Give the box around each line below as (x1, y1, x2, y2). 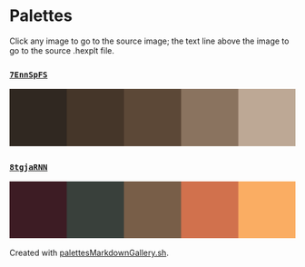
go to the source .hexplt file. (9, 44, 115, 55)
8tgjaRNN (9, 162, 48, 173)
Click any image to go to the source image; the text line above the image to (9, 35, 290, 46)
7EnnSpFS (9, 69, 48, 80)
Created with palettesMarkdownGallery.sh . (9, 247, 170, 259)
